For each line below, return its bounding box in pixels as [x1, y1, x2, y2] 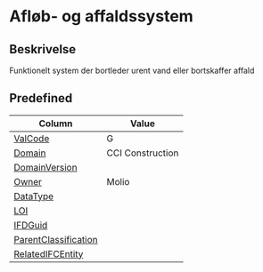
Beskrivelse [9, 42, 77, 57]
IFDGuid [13, 219, 48, 231]
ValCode [13, 132, 50, 144]
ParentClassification [13, 233, 98, 245]
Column [38, 117, 73, 130]
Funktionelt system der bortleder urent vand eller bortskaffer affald [9, 65, 255, 76]
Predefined [9, 91, 73, 106]
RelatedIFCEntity [13, 247, 84, 260]
